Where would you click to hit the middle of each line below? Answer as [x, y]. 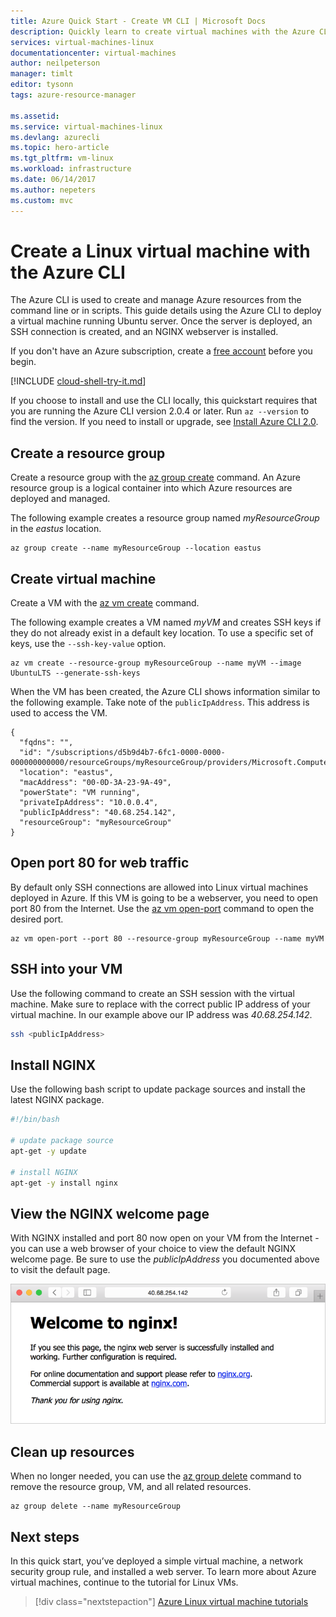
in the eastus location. [56, 529]
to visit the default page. [60, 1270]
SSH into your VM [66, 969]
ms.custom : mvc [42, 200]
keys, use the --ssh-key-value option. [88, 644]
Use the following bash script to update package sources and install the [158, 1089]
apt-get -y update [48, 1151]
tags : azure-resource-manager [73, 95]
